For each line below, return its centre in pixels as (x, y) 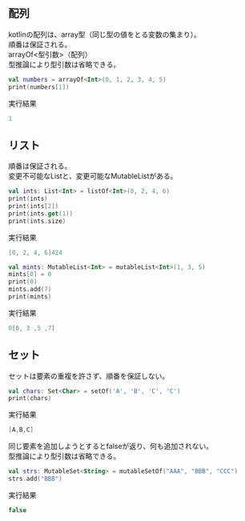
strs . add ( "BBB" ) (35, 479)
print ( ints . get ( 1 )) (41, 214)
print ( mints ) (30, 297)
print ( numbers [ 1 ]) (39, 87)
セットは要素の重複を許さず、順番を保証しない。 (89, 376)
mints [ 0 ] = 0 (30, 275)
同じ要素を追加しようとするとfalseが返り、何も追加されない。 (111, 447)
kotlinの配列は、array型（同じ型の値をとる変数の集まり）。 (105, 34)
